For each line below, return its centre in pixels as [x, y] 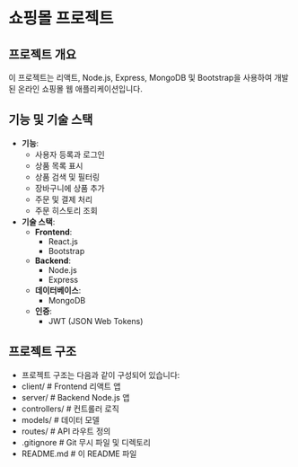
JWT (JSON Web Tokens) [96, 321]
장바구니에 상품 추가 [70, 188]
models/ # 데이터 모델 [61, 419]
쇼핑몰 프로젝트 [61, 18]
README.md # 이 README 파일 [79, 454]
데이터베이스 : [58, 290]
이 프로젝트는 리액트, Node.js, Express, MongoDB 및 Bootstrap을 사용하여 [140, 78]
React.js [63, 241]
